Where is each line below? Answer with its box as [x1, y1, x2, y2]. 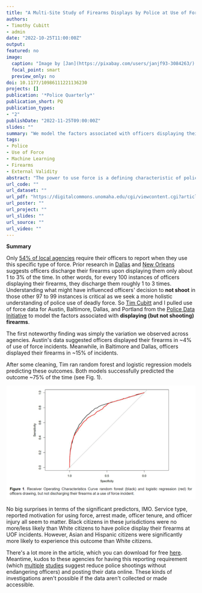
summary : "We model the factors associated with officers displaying [6, 130, 185, 137]
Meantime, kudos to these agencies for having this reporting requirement [6, 555, 188, 562]
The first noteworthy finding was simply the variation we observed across [6, 330, 189, 337]
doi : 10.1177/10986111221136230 [6, 79, 87, 85]
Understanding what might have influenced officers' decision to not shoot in [6, 287, 196, 294]
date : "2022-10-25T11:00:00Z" [6, 35, 82, 42]
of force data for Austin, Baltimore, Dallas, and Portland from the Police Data [6, 306, 195, 313]
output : [6, 42, 26, 48]
